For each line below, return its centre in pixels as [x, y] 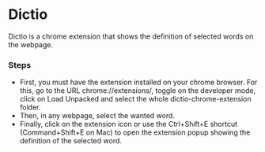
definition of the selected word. [71, 141]
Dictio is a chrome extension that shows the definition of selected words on [131, 36]
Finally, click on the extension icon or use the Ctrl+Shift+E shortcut [129, 124]
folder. [30, 107]
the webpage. [31, 44]
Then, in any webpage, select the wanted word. [97, 116]
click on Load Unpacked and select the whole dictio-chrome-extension [135, 99]
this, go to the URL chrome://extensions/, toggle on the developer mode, [137, 91]
